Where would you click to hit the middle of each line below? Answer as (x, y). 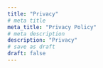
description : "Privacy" (43, 40)
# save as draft (31, 47)
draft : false (27, 54)
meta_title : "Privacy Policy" (52, 27)
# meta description (36, 34)
